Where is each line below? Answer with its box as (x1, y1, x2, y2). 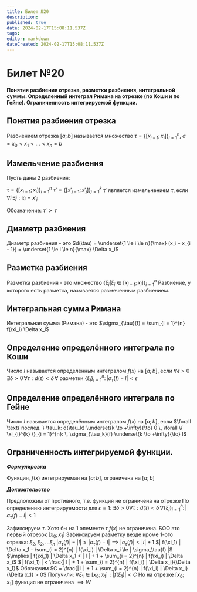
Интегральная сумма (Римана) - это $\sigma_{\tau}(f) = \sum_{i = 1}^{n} (6, 319, 185, 327)
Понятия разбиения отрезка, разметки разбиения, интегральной (6, 86, 175, 93)
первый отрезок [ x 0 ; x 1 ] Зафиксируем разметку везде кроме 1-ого (6, 531, 174, 539)
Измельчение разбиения (6, 159, 104, 169)
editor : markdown (6, 36, 49, 42)
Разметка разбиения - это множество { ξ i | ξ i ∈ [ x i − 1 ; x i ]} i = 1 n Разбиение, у (6, 278, 191, 288)
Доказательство (6, 486, 50, 493)
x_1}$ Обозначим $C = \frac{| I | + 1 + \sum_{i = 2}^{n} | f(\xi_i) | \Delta (6, 565, 178, 572)
